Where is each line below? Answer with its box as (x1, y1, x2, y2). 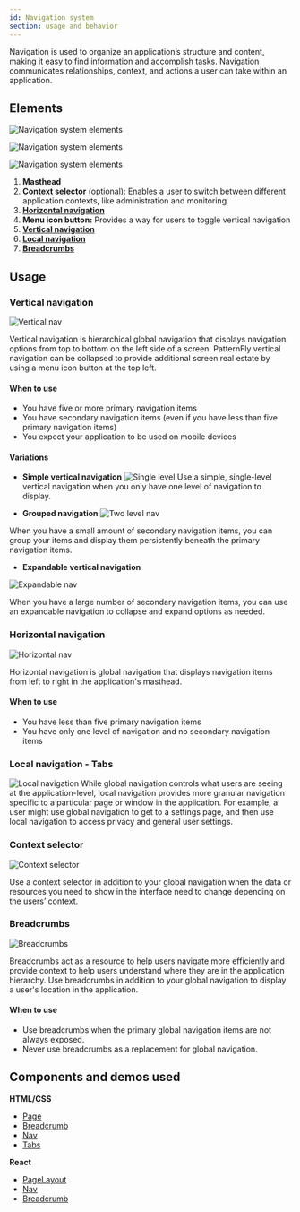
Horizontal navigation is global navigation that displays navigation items (9, 666, 273, 677)
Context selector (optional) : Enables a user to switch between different (21, 186, 287, 197)
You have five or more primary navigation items (21, 403, 197, 413)
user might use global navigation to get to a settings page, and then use (9, 807, 275, 818)
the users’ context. (9, 896, 79, 906)
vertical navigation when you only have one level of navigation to (21, 481, 262, 492)
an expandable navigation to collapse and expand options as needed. (9, 606, 266, 617)
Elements (9, 100, 64, 116)
